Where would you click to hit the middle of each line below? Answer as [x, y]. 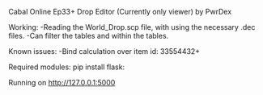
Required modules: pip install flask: [67, 67]
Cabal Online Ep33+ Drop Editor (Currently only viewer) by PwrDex [120, 12]
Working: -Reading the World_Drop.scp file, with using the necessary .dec [132, 27]
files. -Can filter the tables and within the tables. [89, 36]
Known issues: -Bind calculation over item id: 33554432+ [104, 51]
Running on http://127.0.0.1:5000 [62, 83]
